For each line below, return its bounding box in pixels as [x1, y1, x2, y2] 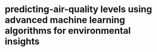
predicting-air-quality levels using [5, 4, 152, 15]
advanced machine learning [5, 14, 125, 26]
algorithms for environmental [5, 25, 131, 36]
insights [5, 36, 40, 47]
